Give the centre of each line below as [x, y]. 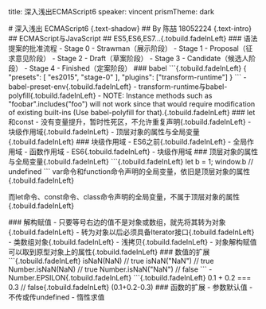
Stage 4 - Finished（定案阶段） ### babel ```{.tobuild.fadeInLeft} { [138, 68]
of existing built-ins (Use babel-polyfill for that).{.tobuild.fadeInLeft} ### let [132, 112]
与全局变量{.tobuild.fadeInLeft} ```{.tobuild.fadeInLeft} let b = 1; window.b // [131, 162]
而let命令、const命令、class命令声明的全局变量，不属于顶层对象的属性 [124, 197]
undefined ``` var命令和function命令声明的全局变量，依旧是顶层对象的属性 [129, 172]
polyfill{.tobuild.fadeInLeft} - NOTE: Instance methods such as [110, 95]
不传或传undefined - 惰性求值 [57, 297]
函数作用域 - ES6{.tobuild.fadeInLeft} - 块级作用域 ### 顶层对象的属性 [144, 152]
